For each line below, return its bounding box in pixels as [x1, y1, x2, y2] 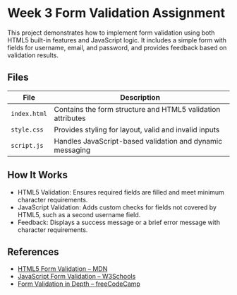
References [7, 245, 59, 258]
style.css [11, 125, 44, 134]
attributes [54, 113, 86, 123]
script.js [11, 141, 44, 149]
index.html [11, 110, 47, 117]
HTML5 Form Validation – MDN [17, 265, 108, 273]
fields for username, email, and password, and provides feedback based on [7, 43, 227, 52]
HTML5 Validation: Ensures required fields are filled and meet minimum [17, 187, 224, 196]
